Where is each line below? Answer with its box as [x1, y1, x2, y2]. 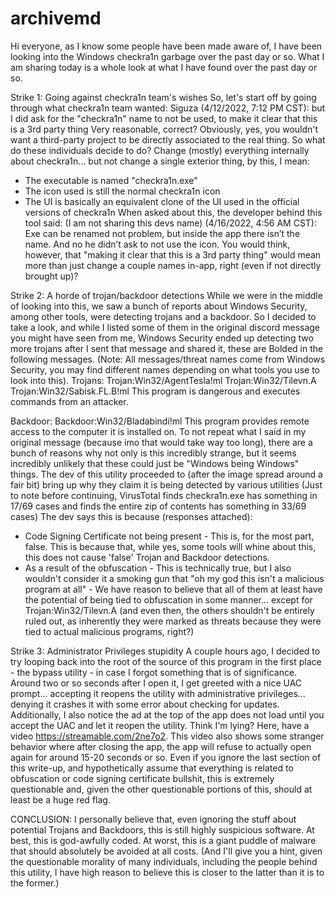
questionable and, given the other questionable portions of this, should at [10, 783, 313, 795]
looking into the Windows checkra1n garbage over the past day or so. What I [10, 50, 325, 62]
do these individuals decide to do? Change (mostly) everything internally [10, 144, 310, 156]
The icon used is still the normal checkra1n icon [24, 185, 221, 197]
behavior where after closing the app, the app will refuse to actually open [10, 740, 312, 752]
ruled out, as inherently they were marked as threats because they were [24, 615, 322, 627]
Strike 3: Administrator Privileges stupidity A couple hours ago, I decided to [10, 645, 321, 657]
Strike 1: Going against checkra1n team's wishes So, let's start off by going [10, 91, 317, 103]
